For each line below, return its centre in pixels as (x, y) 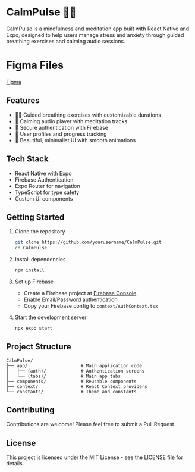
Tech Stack (27, 159)
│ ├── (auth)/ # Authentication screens (76, 371)
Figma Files (35, 65)
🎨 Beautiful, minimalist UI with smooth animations (75, 140)
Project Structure (39, 347)
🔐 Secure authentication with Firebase (62, 127)
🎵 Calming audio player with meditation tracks (71, 121)
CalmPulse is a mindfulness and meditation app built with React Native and (98, 29)
